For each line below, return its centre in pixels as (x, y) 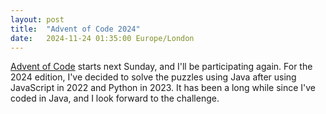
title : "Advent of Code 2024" (75, 29)
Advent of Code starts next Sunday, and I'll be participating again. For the (161, 67)
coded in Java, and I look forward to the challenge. (115, 98)
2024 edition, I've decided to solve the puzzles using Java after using (153, 77)
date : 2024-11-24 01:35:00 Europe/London (102, 38)
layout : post (37, 19)
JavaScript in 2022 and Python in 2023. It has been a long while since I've (163, 88)
